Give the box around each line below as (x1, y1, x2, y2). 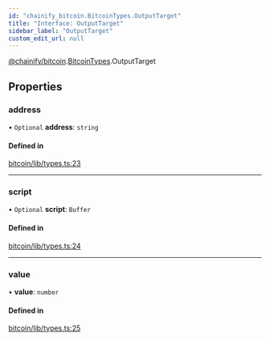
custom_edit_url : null (8, 34, 84, 43)
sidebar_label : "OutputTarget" (8, 27, 113, 35)
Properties (8, 80, 63, 94)
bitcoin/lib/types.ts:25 (8, 323, 81, 333)
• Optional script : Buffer (8, 205, 91, 214)
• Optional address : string (8, 122, 99, 131)
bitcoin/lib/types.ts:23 (8, 159, 81, 168)
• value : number (8, 287, 59, 297)
